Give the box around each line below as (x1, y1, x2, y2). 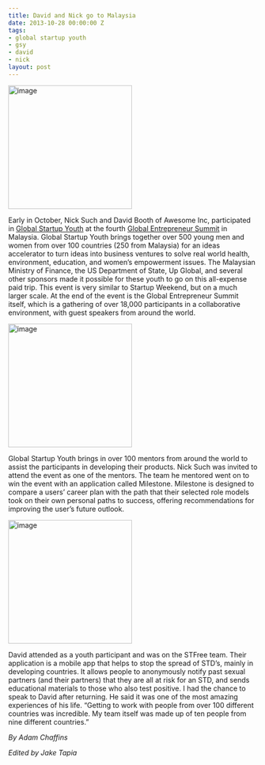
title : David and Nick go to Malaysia (8, 11, 136, 20)
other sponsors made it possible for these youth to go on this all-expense (8, 274, 248, 283)
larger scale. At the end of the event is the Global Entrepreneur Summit (8, 290, 239, 301)
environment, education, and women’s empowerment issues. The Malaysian (8, 257, 256, 267)
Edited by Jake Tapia (8, 748, 78, 757)
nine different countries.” (8, 717, 89, 726)
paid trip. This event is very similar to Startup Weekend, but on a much (8, 282, 237, 292)
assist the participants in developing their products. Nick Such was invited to (8, 462, 258, 471)
